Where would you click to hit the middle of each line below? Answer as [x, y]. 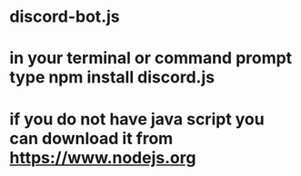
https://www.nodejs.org [103, 157]
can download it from [91, 138]
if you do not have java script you [137, 119]
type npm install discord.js [112, 78]
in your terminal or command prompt [151, 59]
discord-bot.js [65, 17]
